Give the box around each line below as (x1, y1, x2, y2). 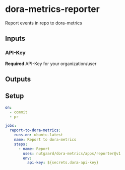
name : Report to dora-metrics (14, 137, 77, 142)
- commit (9, 109, 28, 115)
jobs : (5, 123, 16, 128)
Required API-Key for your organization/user (5, 61, 97, 67)
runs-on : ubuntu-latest (14, 133, 63, 138)
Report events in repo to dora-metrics (5, 20, 82, 26)
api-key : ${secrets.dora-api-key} (27, 160, 99, 165)
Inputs (5, 34, 26, 43)
